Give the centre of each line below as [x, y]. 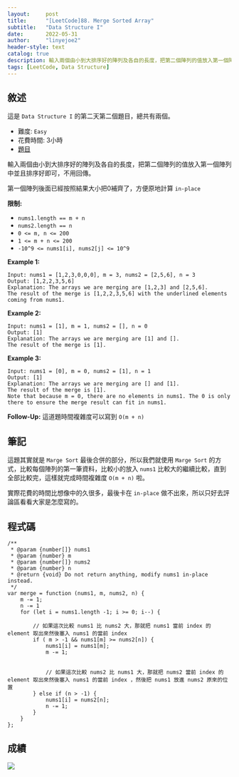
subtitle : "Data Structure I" [55, 27]
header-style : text [36, 47]
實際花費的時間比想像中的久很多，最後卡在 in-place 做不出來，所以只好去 [116, 493]
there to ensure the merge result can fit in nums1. [87, 403]
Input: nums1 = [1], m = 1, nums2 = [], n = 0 [78, 326]
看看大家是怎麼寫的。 [51, 502]
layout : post [33, 14]
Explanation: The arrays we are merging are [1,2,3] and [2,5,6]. [108, 288]
